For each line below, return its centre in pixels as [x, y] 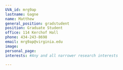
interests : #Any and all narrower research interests [62, 55]
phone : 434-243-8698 [26, 37]
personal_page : [21, 51]
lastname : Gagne [22, 14]
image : [12, 46]
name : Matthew [20, 19]
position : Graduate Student [34, 28]
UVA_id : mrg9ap [21, 10]
